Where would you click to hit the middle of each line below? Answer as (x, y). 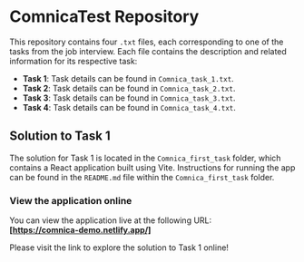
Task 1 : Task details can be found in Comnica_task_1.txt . (128, 78)
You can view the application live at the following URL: (111, 220)
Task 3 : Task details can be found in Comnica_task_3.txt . (129, 98)
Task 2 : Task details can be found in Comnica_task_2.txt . (129, 88)
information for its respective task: (74, 61)
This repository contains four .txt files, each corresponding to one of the (147, 42)
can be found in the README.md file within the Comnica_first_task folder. (142, 177)
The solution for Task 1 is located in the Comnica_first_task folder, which (145, 158)
